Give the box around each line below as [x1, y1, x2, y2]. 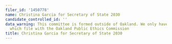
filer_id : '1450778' [5, 7, 50, 13]
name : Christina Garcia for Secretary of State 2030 [5, 12, 120, 17]
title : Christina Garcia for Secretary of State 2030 [5, 31, 123, 36]
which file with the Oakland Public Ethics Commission [10, 26, 130, 31]
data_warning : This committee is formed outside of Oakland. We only [5, 21, 157, 27]
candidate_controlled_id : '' [5, 17, 68, 22]
